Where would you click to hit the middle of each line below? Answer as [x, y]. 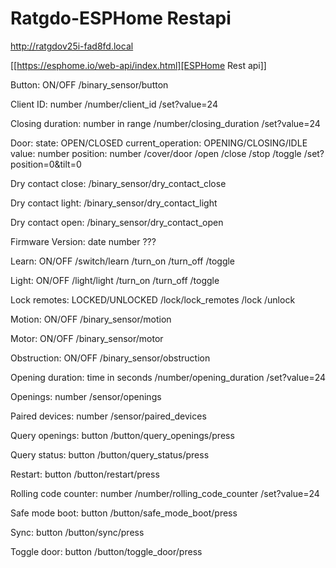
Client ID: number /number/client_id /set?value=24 [114, 104]
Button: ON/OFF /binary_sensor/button [89, 84]
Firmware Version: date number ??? [83, 241]
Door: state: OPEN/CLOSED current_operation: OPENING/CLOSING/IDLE [159, 143]
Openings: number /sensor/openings [86, 396]
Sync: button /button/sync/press [77, 532]
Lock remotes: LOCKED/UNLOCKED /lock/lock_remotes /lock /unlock [153, 299]
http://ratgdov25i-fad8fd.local [72, 46]
